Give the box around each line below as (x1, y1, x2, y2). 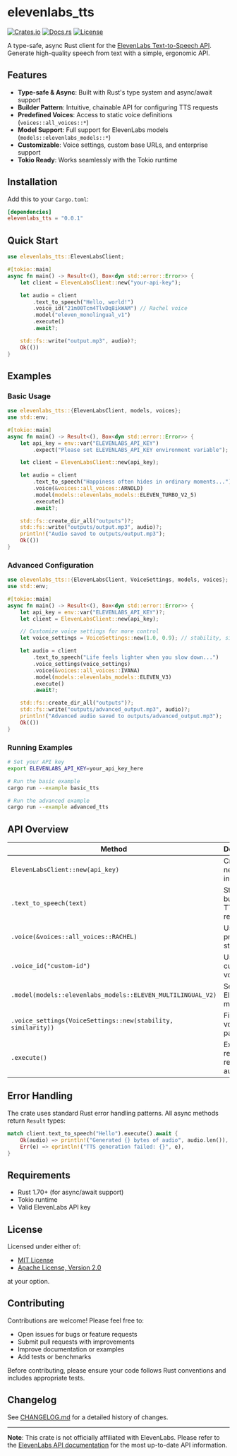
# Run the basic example (7, 777, 80, 784)
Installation (7, 176, 58, 188)
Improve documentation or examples (17, 1344, 125, 1353)
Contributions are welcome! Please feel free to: (7, 1316, 145, 1325)
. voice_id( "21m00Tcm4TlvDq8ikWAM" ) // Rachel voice (32, 305, 188, 312)
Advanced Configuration (7, 560, 94, 570)
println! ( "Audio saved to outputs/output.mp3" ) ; (20, 530, 166, 537)
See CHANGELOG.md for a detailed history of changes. (7, 1413, 169, 1421)
